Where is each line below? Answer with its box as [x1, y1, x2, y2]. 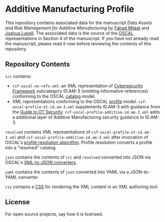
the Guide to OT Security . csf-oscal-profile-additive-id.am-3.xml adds [12, 109, 160, 115]
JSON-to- [130, 169, 150, 175]
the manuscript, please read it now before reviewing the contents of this [5, 40, 152, 46]
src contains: [5, 73, 32, 79]
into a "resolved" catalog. [5, 144, 57, 151]
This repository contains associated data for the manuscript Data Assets [5, 20, 152, 26]
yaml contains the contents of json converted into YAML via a [5, 169, 129, 175]
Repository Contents [5, 60, 70, 68]
